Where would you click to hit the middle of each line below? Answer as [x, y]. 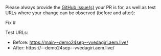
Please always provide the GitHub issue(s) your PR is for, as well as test [80, 7]
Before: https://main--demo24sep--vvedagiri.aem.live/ [71, 42]
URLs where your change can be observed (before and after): [70, 13]
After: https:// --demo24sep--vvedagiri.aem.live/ [63, 48]
